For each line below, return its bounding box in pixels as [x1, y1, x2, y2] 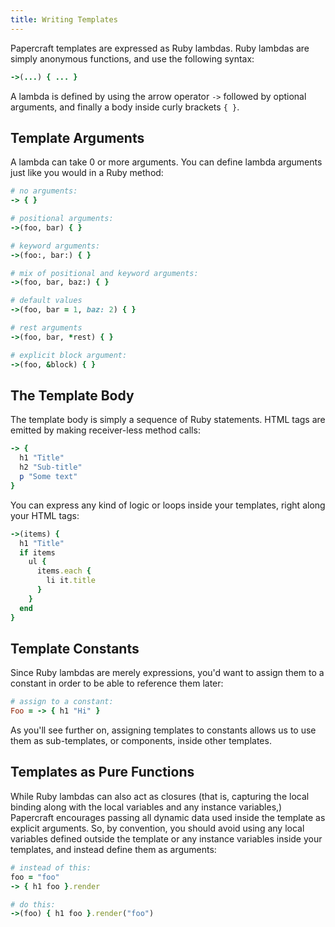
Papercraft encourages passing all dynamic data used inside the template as [10, 811, 326, 823]
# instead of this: [10, 862, 92, 873]
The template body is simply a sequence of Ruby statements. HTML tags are [10, 414, 326, 426]
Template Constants [10, 640, 140, 657]
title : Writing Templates [10, 14, 118, 25]
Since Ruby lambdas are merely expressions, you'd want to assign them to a [10, 667, 325, 679]
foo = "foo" [10, 872, 60, 882]
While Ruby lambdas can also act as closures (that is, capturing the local [10, 790, 310, 802]
